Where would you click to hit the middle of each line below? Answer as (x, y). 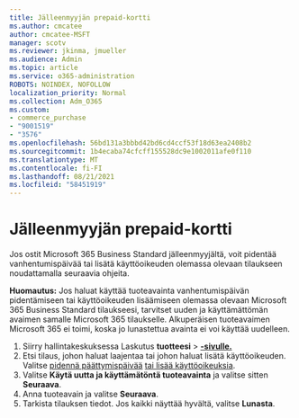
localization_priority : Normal (68, 93)
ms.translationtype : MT (54, 160)
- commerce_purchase (48, 118)
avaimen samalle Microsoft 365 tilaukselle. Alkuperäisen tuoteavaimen (140, 319)
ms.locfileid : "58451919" (58, 185)
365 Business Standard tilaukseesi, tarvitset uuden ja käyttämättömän (139, 310)
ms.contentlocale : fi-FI (56, 168)
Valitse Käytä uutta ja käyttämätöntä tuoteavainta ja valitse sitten (145, 375)
